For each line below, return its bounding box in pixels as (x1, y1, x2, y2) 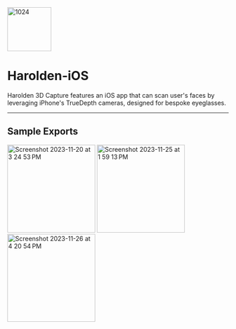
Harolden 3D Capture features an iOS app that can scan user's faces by (7, 91, 215, 99)
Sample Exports (7, 126, 79, 138)
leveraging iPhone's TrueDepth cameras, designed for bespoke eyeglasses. (7, 98, 227, 107)
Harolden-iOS (7, 68, 89, 84)
